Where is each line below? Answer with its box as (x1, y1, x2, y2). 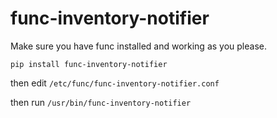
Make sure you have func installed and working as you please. (10, 40, 267, 52)
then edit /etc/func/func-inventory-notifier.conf (10, 77, 220, 89)
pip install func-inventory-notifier (10, 59, 168, 69)
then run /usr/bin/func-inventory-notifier (10, 96, 192, 108)
